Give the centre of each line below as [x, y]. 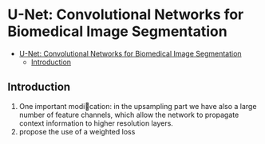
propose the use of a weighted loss [77, 131]
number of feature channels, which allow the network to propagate [129, 115]
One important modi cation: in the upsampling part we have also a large [138, 106]
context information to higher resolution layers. [96, 123]
